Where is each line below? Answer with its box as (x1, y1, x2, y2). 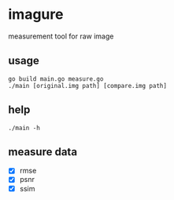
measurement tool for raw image (8, 31, 114, 41)
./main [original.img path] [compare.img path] (8, 82, 168, 89)
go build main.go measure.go (8, 75, 104, 83)
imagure (8, 5, 64, 24)
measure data (8, 145, 77, 158)
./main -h (8, 124, 41, 132)
